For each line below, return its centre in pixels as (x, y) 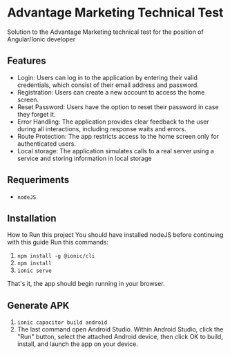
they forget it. (36, 114)
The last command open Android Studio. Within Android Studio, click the (120, 329)
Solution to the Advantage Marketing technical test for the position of (105, 32)
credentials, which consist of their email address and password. (108, 85)
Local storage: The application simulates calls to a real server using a (115, 151)
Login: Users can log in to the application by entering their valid (107, 77)
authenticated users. (46, 144)
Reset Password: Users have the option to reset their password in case (118, 107)
